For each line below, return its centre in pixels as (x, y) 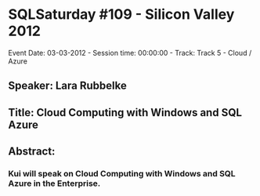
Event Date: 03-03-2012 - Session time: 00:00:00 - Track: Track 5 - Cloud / (130, 53)
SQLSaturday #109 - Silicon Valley (121, 15)
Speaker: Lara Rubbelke (67, 86)
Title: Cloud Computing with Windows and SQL (125, 113)
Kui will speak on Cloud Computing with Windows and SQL (122, 174)
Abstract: (32, 152)
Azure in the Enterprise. (54, 183)
